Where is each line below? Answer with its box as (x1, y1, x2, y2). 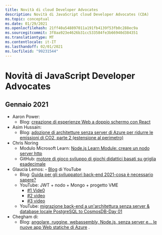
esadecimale (19, 161, 46, 167)
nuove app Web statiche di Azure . (19, 224, 90, 230)
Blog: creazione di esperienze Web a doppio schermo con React (19, 118, 151, 124)
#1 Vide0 (27, 187, 45, 193)
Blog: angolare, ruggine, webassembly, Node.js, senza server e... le (19, 219, 157, 225)
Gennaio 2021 (5, 100, 48, 109)
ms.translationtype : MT (5, 35, 54, 40)
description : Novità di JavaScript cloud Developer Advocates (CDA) (5, 12, 149, 17)
